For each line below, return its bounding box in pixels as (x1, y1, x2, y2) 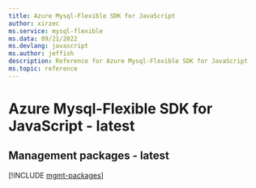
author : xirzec (8, 19, 60, 28)
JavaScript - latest (8, 117, 135, 135)
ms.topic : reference (8, 65, 79, 73)
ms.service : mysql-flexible (8, 27, 104, 35)
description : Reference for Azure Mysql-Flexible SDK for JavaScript (8, 58, 249, 66)
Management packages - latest (8, 149, 170, 163)
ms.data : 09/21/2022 (8, 34, 79, 43)
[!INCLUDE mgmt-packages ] (8, 170, 104, 180)
